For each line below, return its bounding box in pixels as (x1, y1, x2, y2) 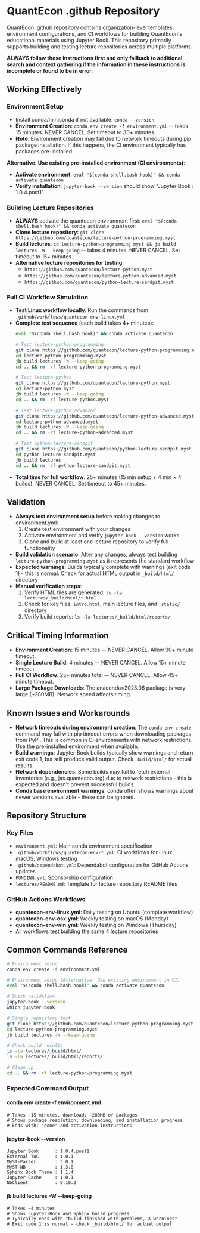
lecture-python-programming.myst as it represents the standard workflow (15, 557, 195, 564)
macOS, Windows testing (15, 855, 78, 862)
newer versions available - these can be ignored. (15, 793, 136, 801)
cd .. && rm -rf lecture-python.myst (15, 397, 110, 403)
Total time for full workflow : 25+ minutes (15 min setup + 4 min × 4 (15, 473, 182, 481)
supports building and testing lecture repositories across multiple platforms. (7, 43, 193, 50)
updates (15, 867, 36, 874)
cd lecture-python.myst (15, 386, 75, 392)
